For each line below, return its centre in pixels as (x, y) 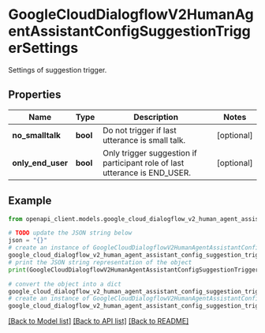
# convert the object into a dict (65, 284)
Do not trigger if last (139, 130)
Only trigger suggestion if (149, 153)
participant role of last (143, 163)
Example (30, 201)
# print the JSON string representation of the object (100, 262)
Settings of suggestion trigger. (58, 69)
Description (156, 117)
